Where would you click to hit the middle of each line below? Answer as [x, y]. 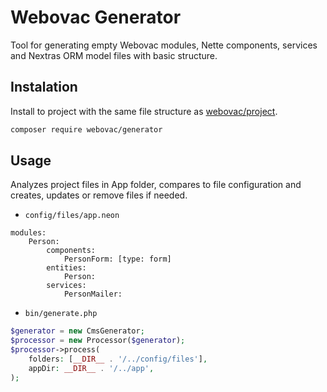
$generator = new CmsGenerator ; [77, 331]
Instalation [44, 87]
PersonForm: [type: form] [117, 259]
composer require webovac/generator [86, 129]
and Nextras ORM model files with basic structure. [114, 55]
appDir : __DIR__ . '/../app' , [91, 368]
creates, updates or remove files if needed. [99, 195]
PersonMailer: [93, 294]
